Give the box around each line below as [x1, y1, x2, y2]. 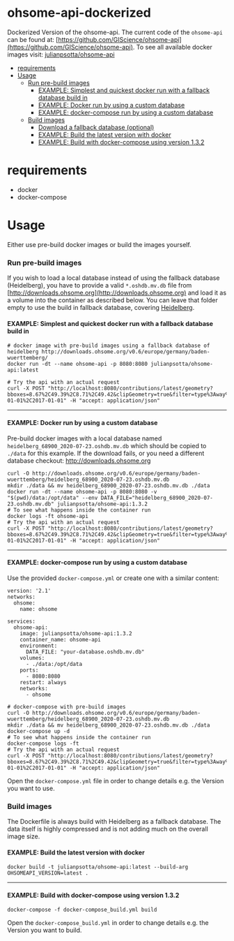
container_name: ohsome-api [19, 636, 101, 643]
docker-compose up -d [7, 727, 70, 734]
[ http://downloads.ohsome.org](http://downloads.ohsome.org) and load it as [7, 288, 227, 297]
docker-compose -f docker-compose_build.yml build [7, 906, 157, 914]
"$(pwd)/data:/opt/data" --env [7, 494, 98, 501]
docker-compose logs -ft [7, 740, 79, 747]
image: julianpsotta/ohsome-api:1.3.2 [19, 630, 132, 637]
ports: [19, 667, 39, 674]
